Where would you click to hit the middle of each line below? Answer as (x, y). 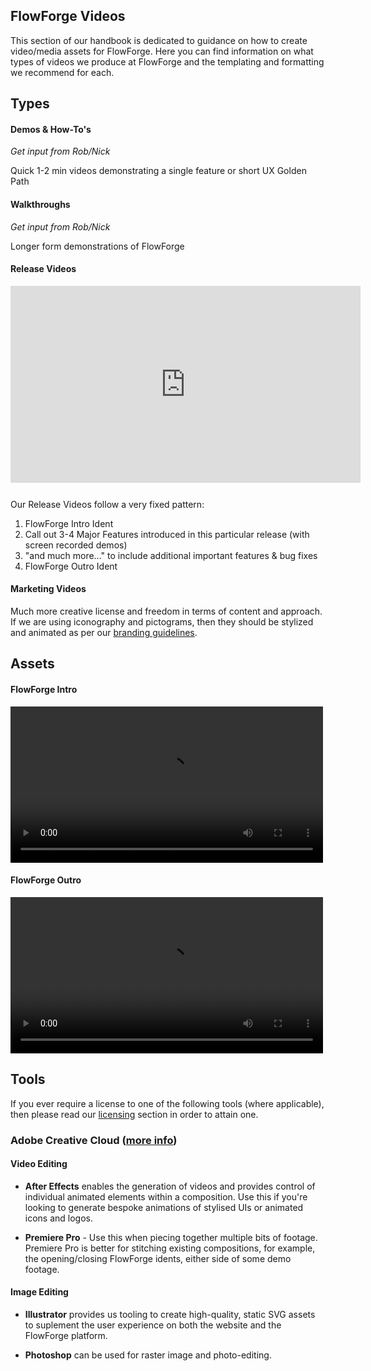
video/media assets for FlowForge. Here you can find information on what (162, 51)
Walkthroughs (40, 204)
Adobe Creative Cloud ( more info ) (94, 1140)
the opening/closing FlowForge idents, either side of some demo (158, 1258)
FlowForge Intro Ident (69, 523)
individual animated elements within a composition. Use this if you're (166, 1196)
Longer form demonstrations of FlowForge (97, 246)
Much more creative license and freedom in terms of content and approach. (166, 611)
